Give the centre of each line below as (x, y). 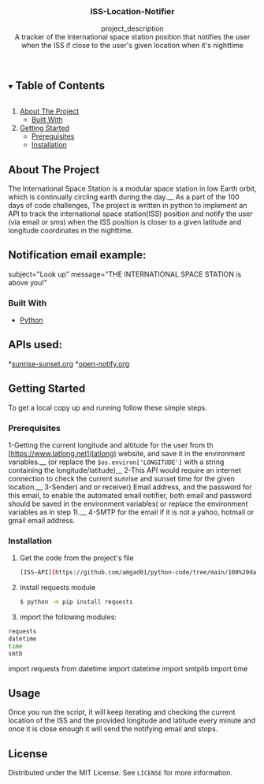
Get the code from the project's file (76, 558)
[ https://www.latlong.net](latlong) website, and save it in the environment (127, 453)
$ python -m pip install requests (76, 602)
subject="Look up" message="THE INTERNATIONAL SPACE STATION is (125, 274)
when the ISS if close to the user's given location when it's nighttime (132, 46)
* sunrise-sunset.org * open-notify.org (69, 363)
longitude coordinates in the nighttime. (71, 230)
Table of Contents (60, 85)
